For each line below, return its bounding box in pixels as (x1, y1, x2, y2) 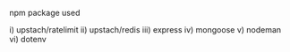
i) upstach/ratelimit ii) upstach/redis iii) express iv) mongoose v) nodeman (9, 25, 282, 34)
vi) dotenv (9, 34, 47, 44)
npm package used (9, 8, 81, 18)
